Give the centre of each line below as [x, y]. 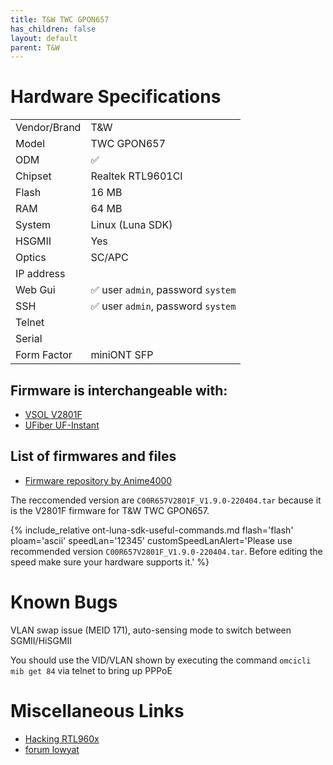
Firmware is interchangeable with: [119, 390]
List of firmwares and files [93, 456]
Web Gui [35, 290]
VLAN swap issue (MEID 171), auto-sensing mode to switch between [151, 630]
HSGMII [33, 241]
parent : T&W [35, 47]
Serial [29, 339]
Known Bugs [64, 602]
